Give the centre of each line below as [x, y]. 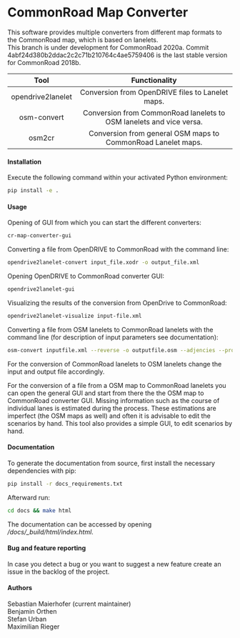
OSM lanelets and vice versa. [154, 121]
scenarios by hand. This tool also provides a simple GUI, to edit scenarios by [120, 423]
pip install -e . [33, 191]
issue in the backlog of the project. [59, 572]
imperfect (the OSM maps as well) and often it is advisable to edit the [109, 416]
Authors [20, 588]
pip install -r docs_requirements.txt [65, 484]
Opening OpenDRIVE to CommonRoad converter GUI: [86, 276]
